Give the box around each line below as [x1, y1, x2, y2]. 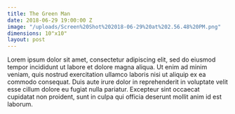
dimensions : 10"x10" [7, 29, 68, 37]
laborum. [7, 100, 34, 108]
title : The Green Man [7, 10, 71, 17]
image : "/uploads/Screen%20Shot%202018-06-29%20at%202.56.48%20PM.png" [7, 23, 221, 30]
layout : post [7, 36, 46, 43]
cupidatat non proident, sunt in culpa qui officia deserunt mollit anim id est [7, 92, 222, 101]
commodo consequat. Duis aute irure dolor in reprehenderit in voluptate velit [7, 78, 228, 86]
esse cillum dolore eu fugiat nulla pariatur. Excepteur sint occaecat [7, 85, 200, 94]
